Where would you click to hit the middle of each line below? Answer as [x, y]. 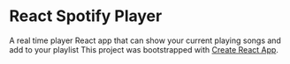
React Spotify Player [86, 16]
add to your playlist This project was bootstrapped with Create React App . [144, 49]
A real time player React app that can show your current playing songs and [145, 40]
